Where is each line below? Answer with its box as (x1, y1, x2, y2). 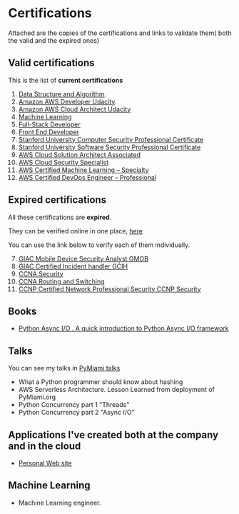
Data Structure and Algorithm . (18, 89, 106, 98)
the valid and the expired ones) (8, 36, 99, 44)
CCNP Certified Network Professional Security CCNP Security (18, 284, 202, 293)
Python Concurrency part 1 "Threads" (18, 400, 130, 409)
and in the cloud (8, 440, 81, 452)
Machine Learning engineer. (18, 498, 101, 507)
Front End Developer (18, 127, 79, 136)
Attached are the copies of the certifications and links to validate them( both (8, 29, 232, 37)
